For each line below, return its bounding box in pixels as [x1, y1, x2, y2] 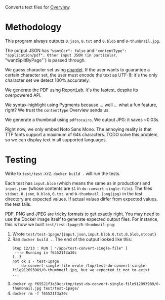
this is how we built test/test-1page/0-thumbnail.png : [5, 221, 115, 227]
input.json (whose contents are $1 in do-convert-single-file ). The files [5, 185, 152, 191]
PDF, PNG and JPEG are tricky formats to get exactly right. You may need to [5, 211, 160, 217]
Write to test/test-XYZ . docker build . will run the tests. [5, 171, 121, 177]
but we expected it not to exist [81, 267, 150, 272]
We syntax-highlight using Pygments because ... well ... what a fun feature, [5, 102, 158, 108]
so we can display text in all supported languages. [5, 136, 107, 143]
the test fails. [5, 201, 32, 207]
